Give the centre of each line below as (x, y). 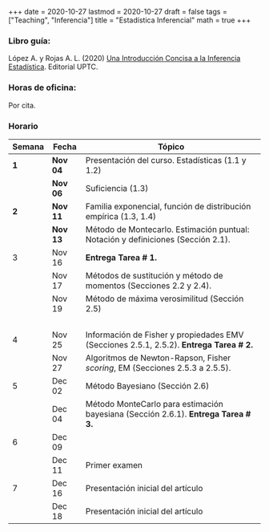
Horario (23, 126)
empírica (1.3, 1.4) (121, 216)
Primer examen (114, 465)
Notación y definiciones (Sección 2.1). (158, 239)
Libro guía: (30, 41)
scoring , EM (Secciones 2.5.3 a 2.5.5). (158, 368)
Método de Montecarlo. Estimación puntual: (167, 229)
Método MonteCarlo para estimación (155, 404)
